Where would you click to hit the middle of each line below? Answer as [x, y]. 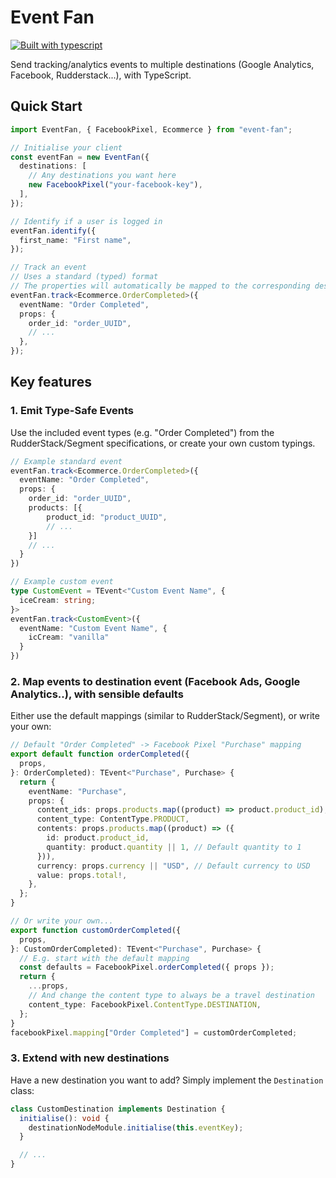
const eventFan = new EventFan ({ [80, 157]
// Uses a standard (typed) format [84, 277]
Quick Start [46, 106]
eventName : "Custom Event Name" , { [93, 628]
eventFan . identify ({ [53, 231]
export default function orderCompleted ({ [100, 754]
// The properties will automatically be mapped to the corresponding [160, 286]
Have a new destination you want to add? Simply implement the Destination [167, 1080]
